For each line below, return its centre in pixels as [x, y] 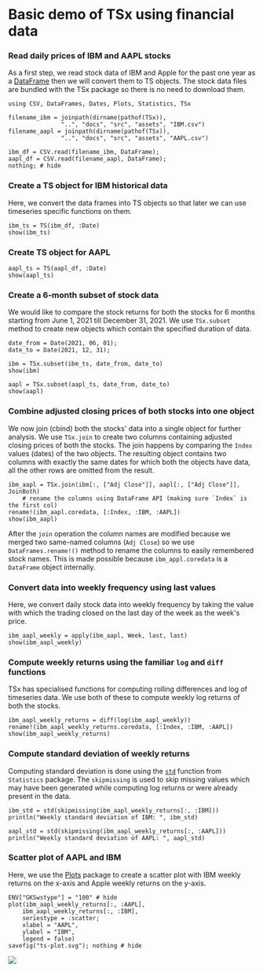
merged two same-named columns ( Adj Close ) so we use [101, 542]
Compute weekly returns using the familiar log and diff [116, 662]
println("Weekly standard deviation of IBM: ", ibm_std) [103, 817]
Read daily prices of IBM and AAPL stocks [89, 56]
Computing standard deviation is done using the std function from [115, 771]
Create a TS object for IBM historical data [88, 186]
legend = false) [49, 939]
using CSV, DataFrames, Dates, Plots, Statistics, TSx [100, 104]
